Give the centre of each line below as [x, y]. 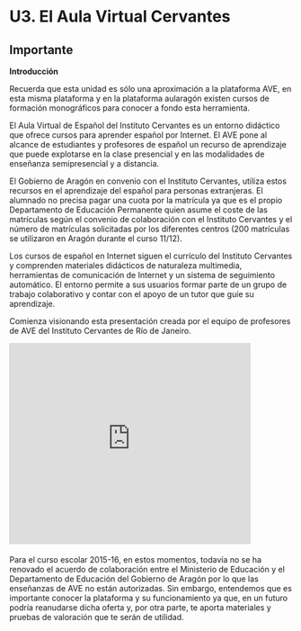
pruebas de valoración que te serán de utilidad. [97, 617]
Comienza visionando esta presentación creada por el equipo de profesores [150, 321]
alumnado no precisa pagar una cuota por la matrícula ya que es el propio [146, 200]
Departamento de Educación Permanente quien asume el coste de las [138, 210]
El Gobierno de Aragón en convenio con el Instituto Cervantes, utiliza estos [148, 181]
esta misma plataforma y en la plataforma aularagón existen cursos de [139, 98]
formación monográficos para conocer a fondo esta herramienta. [130, 108]
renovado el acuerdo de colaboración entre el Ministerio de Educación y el [147, 569]
